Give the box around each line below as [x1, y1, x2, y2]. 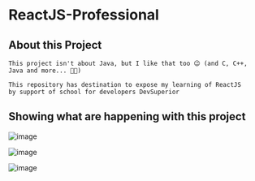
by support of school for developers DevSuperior [8, 88, 180, 96]
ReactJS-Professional [8, 6, 160, 24]
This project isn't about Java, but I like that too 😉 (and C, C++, [8, 59, 248, 67]
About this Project [8, 38, 102, 52]
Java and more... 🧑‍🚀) [8, 67, 82, 75]
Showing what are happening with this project [8, 110, 246, 123]
